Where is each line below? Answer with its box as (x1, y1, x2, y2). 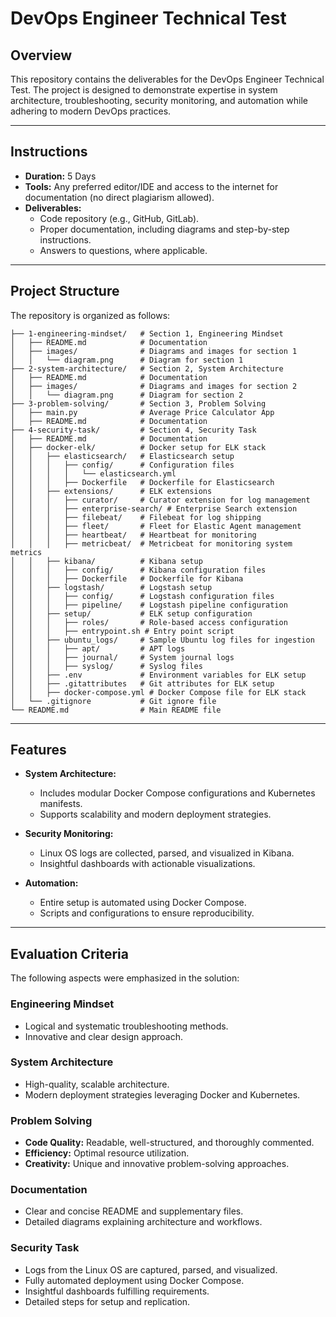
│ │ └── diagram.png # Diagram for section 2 (10, 390, 244, 400)
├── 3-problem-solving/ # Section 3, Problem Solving (10, 398, 267, 409)
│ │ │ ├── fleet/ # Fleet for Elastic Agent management (10, 521, 302, 531)
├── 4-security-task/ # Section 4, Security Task (10, 425, 257, 435)
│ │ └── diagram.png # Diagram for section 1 (10, 355, 244, 365)
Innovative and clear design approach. (24, 1030, 184, 1042)
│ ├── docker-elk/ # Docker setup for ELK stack (10, 442, 267, 452)
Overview (10, 47, 73, 64)
